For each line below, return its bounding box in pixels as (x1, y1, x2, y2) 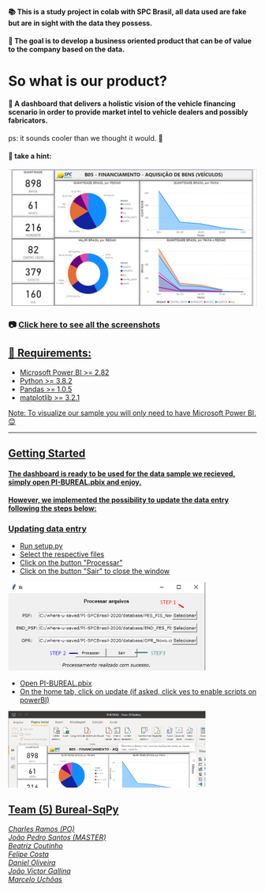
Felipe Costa (8, 849, 50, 859)
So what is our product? (8, 72, 168, 90)
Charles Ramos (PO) (8, 824, 75, 833)
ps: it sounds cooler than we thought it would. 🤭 (8, 133, 163, 142)
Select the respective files (19, 549, 105, 559)
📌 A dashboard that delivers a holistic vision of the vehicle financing (8, 99, 236, 108)
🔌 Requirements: (8, 346, 92, 360)
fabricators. (8, 115, 49, 125)
